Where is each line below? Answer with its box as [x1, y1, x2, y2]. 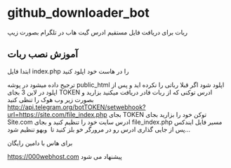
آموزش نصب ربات [7, 48, 79, 60]
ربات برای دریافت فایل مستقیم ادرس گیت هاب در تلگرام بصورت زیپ [7, 28, 188, 36]
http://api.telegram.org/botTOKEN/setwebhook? [7, 103, 146, 111]
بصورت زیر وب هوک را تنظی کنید [7, 95, 94, 104]
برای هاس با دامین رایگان [7, 139, 73, 147]
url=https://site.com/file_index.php [7, 110, 107, 118]
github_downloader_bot [7, 5, 150, 21]
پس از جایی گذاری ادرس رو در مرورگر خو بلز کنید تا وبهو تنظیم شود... [7, 125, 191, 134]
